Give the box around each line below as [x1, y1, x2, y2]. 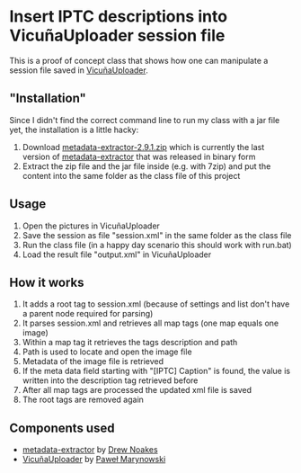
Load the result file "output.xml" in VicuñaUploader [22, 249, 212, 260]
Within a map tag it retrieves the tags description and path [22, 337, 238, 348]
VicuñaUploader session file [9, 25, 226, 46]
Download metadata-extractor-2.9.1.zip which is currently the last [22, 141, 265, 152]
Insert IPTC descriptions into [9, 6, 227, 27]
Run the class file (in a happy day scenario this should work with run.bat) [22, 239, 292, 250]
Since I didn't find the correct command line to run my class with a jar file [9, 114, 280, 125]
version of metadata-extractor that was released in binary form [22, 151, 256, 162]
